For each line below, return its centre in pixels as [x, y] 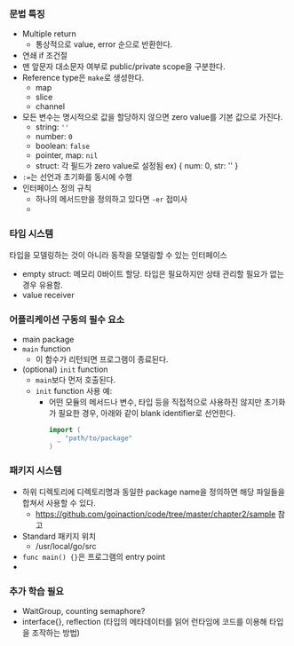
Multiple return [49, 34]
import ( [65, 429]
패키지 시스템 [36, 470]
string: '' [52, 127]
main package [48, 339]
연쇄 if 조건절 [45, 56]
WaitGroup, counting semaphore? [83, 611]
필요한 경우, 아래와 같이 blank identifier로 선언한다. [147, 413]
